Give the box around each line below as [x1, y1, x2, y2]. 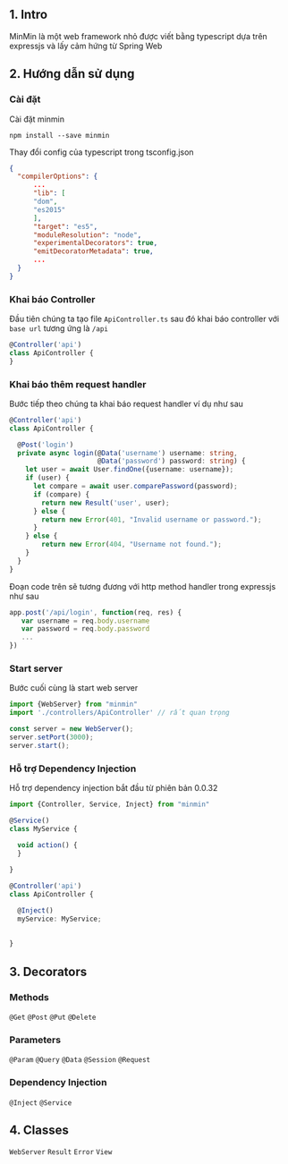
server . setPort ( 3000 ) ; [9, 733, 94, 742]
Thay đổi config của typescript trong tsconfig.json [9, 147, 194, 157]
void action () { [17, 840, 78, 849]
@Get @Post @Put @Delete [9, 1013, 97, 1022]
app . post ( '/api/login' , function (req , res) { [9, 607, 182, 616]
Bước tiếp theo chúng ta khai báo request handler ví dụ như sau [9, 398, 244, 409]
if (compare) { [32, 489, 90, 499]
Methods [9, 990, 49, 1003]
